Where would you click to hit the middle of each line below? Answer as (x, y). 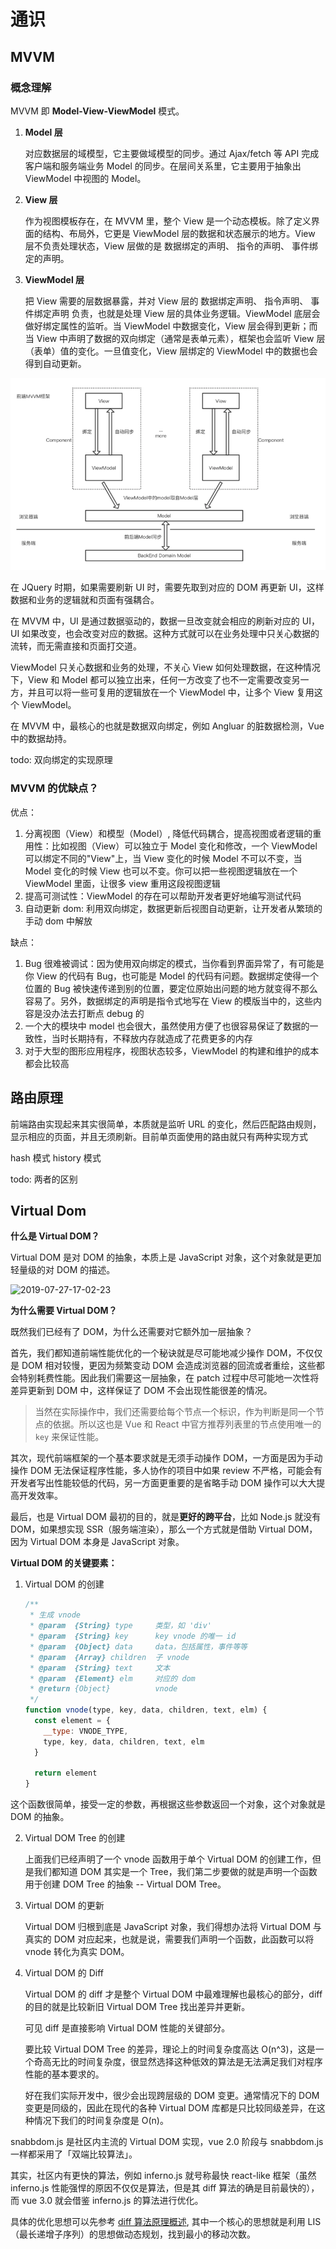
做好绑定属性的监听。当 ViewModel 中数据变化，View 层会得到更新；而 (171, 326)
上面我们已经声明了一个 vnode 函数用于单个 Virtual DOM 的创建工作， (168, 1859)
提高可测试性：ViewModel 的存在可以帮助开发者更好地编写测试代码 (163, 896)
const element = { (72, 1721)
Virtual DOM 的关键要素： (64, 1563)
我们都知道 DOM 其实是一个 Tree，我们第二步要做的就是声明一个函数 (175, 1872)
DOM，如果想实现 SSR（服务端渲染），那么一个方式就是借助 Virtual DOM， (164, 1529)
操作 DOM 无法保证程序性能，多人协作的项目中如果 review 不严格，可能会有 (166, 1471)
